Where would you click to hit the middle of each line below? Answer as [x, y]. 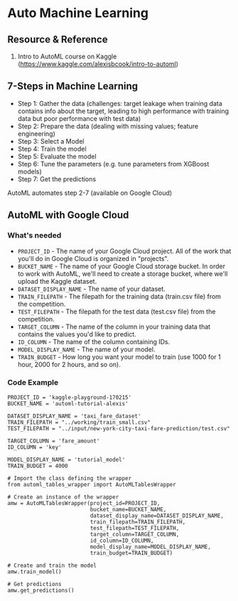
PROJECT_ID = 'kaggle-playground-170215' [70, 397]
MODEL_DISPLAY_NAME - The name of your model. [86, 349]
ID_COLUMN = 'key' [34, 447]
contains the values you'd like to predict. [77, 334]
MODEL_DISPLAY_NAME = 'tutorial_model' [66, 459]
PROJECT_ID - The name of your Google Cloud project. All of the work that [124, 251]
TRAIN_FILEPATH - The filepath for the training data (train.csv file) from [119, 296]
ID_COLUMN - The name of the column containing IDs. [94, 341]
